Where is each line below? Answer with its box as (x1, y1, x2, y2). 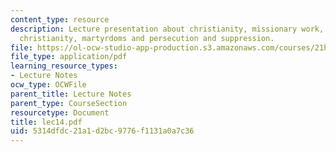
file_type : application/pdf (10, 52, 128, 62)
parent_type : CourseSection (10, 98, 128, 108)
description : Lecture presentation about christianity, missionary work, (10, 24, 325, 34)
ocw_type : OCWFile (10, 80, 87, 90)
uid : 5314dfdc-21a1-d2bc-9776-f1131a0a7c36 (10, 126, 195, 136)
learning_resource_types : (10, 61, 118, 71)
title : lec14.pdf (10, 117, 83, 127)
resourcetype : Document (10, 107, 110, 118)
